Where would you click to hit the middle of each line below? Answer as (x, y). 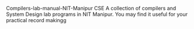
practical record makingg (36, 20)
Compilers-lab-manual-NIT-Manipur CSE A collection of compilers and (91, 8)
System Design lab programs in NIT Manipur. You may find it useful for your (97, 14)
